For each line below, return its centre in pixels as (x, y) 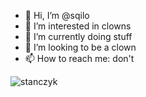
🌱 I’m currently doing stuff (78, 36)
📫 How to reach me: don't (79, 58)
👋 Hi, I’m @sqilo (57, 15)
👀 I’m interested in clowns (78, 26)
